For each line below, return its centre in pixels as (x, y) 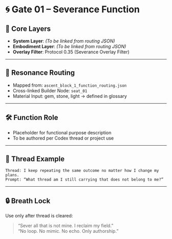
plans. (12, 175)
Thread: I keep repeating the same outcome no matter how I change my (82, 171)
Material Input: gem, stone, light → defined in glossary (70, 96)
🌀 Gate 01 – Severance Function (72, 9)
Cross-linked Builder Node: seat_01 (50, 90)
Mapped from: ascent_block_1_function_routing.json (70, 85)
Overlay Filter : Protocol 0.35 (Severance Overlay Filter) (71, 52)
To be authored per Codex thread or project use (63, 138)
